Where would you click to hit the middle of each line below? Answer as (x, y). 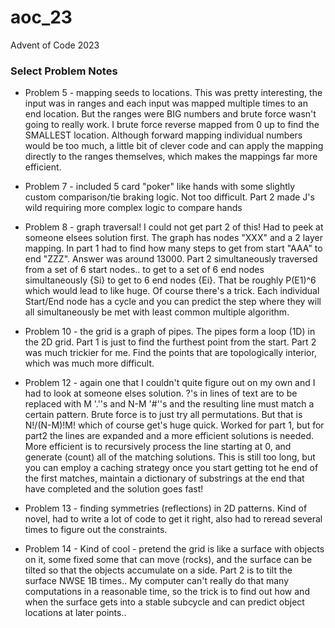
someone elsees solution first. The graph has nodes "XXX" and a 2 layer (173, 238)
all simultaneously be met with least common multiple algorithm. (157, 312)
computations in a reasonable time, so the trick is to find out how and (167, 592)
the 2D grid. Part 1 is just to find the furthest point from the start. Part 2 (170, 342)
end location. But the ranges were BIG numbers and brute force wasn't (170, 114)
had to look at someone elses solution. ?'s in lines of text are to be (161, 393)
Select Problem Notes (64, 71)
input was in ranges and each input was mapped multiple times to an (166, 103)
